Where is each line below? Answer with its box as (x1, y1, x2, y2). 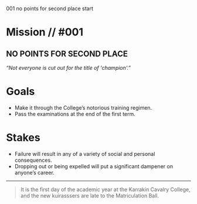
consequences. (14, 157, 52, 164)
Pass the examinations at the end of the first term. (14, 110, 136, 117)
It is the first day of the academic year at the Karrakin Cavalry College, (20, 186, 191, 193)
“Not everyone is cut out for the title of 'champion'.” (6, 64, 131, 71)
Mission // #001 (6, 26, 84, 39)
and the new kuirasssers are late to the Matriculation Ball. (20, 192, 159, 199)
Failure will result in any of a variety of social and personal (14, 150, 155, 157)
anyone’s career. (14, 169, 55, 176)
